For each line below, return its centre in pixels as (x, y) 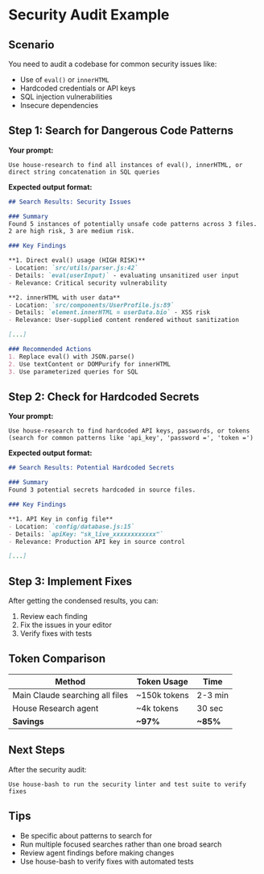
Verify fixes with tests (56, 634)
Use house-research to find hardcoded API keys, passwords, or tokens (129, 431)
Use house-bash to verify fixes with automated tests (107, 861)
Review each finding (54, 617)
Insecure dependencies (59, 105)
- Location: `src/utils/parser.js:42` (73, 268)
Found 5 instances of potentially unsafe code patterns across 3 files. (133, 224)
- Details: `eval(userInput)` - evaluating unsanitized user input (124, 275)
